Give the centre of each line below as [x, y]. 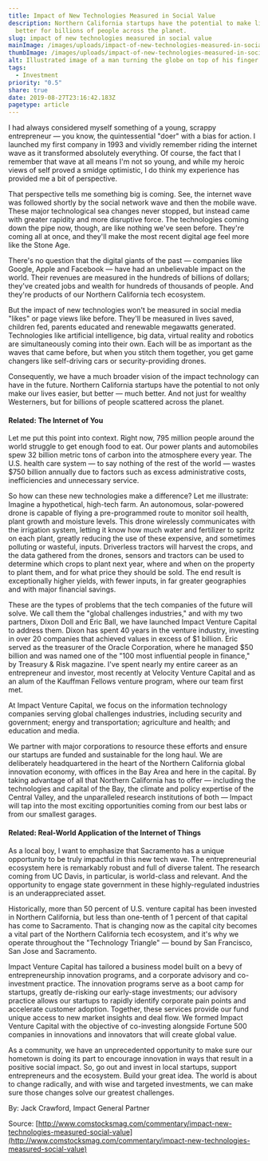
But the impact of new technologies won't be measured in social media [125, 310]
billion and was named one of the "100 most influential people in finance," [129, 656]
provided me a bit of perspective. [63, 179]
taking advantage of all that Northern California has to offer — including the [132, 780]
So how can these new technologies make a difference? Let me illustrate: [128, 496]
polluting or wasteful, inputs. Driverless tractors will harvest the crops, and [131, 547]
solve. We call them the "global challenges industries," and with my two [126, 613]
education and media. [44, 731]
